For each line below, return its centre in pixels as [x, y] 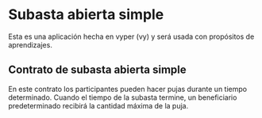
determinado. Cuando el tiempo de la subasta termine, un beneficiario [123, 97]
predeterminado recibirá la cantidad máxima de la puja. [98, 105]
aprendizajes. [31, 44]
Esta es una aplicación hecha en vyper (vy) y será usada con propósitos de [131, 36]
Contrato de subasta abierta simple [97, 70]
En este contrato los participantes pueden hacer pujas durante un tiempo [128, 89]
